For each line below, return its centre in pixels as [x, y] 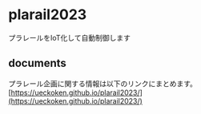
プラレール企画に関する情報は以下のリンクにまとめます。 [103, 83]
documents [37, 63]
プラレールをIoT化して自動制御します [69, 37]
